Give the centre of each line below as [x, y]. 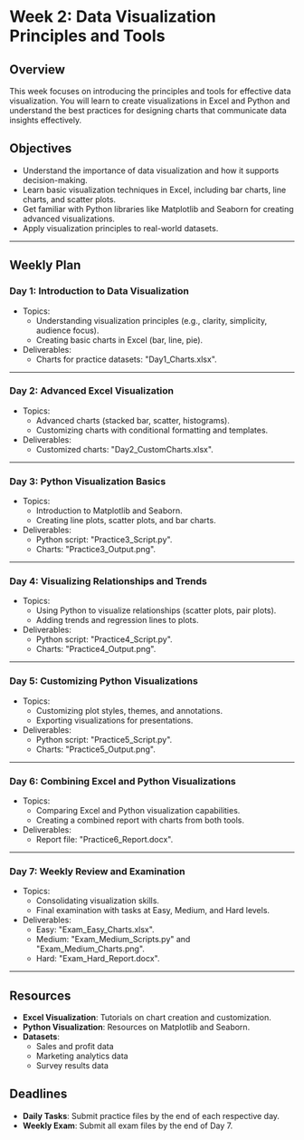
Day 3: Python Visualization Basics [88, 481]
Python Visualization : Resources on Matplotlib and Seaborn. [136, 1028]
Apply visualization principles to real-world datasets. [120, 228]
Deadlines [38, 1094]
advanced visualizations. [69, 219]
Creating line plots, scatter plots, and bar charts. [126, 521]
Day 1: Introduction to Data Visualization [100, 291]
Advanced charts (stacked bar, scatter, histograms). [133, 420]
